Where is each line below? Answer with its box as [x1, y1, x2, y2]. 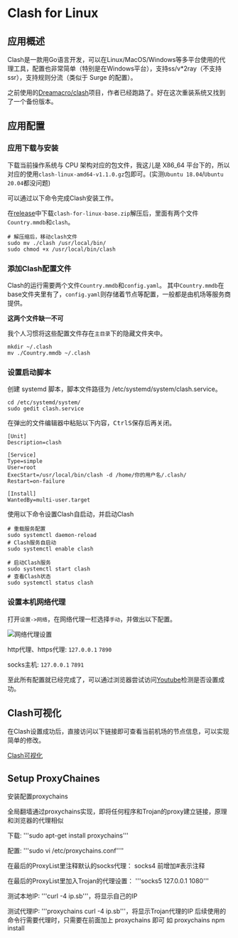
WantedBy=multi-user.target [7, 496, 91, 504]
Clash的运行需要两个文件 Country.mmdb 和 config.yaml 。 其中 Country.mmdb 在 [7, 281, 225, 289]
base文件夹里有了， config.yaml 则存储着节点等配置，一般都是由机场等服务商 [7, 290, 231, 298]
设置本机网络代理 [7, 597, 66, 607]
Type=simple [7, 458, 43, 465]
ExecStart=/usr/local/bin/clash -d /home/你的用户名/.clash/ [7, 471, 187, 479]
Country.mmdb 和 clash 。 [7, 217, 75, 226]
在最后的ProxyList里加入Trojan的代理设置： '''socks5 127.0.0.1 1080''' [7, 877, 210, 885]
